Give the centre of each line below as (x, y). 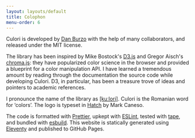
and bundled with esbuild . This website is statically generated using (88, 123)
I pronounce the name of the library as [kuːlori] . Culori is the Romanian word (97, 99)
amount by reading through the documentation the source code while (90, 75)
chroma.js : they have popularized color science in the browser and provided (98, 63)
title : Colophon (26, 17)
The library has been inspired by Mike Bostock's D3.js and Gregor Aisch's (95, 57)
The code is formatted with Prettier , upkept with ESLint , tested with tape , (93, 116)
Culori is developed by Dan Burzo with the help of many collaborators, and (95, 39)
